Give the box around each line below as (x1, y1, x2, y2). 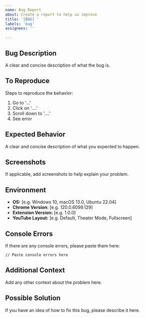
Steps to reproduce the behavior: (5, 90, 73, 96)
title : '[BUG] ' (5, 17, 39, 22)
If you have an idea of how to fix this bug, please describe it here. (5, 307, 140, 313)
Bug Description (5, 49, 56, 58)
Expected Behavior (5, 130, 66, 139)
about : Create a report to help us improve (5, 12, 97, 17)
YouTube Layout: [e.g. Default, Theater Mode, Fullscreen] (12, 215, 132, 221)
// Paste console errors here (5, 252, 68, 257)
